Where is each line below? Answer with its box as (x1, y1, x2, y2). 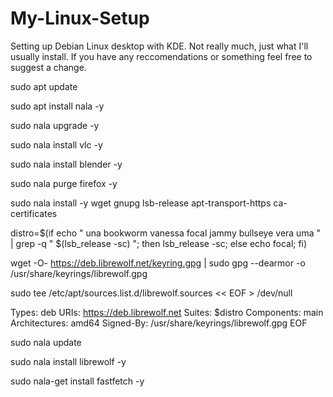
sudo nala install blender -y (10, 158, 123, 170)
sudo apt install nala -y (10, 100, 105, 112)
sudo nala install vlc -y (10, 138, 103, 151)
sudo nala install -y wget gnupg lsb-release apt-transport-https (10, 197, 272, 209)
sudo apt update (10, 80, 78, 92)
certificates (10, 207, 58, 219)
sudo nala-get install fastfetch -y (10, 375, 145, 387)
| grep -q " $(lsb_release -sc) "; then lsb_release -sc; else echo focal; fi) (10, 237, 308, 249)
